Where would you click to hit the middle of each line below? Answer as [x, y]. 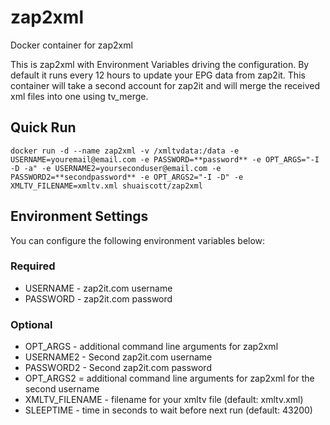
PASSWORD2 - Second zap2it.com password [118, 368]
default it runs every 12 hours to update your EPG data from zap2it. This [158, 75]
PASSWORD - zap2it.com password [98, 298]
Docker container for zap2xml [71, 45]
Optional [31, 324]
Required [33, 266]
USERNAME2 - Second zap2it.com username [118, 357]
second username [62, 389]
